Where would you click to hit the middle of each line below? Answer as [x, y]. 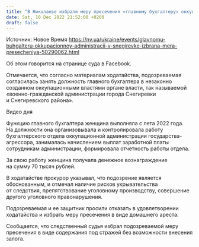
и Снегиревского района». [40, 100]
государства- [165, 136]
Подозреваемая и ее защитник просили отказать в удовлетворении [92, 208]
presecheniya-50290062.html [43, 52]
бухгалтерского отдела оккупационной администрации [76, 136]
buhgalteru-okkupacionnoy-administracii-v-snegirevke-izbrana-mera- [92, 46]
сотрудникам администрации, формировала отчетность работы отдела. [98, 148]
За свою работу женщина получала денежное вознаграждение [87, 160]
